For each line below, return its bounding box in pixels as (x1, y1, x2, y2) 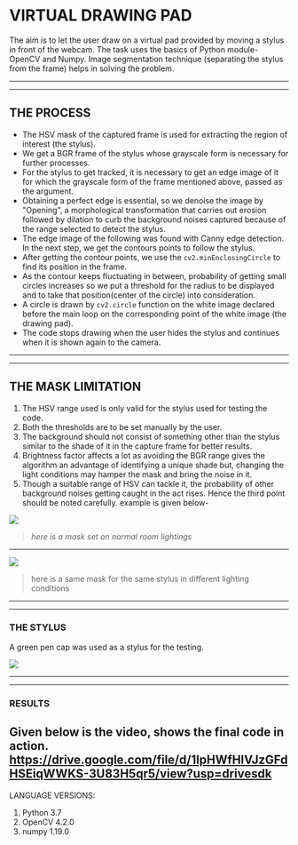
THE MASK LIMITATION (9, 379, 142, 395)
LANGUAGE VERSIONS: (9, 790, 96, 801)
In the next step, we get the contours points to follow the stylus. (21, 242, 255, 253)
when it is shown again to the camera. (21, 337, 161, 347)
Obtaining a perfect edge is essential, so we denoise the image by (21, 195, 264, 205)
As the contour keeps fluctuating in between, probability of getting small (21, 270, 286, 281)
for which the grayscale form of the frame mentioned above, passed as (21, 176, 283, 187)
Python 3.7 (21, 807, 62, 817)
